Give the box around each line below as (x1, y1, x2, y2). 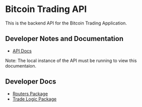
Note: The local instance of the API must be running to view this (5, 57, 137, 63)
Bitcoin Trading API (5, 3, 87, 15)
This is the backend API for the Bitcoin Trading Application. (5, 20, 127, 26)
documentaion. (5, 62, 37, 68)
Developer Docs (5, 77, 57, 86)
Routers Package (12, 90, 48, 96)
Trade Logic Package (12, 96, 57, 102)
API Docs (12, 47, 32, 53)
